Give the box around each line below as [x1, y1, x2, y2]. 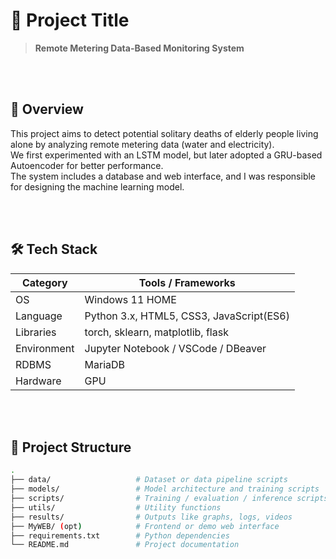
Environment [15, 341, 75, 355]
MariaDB [84, 357, 126, 371]
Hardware [15, 374, 62, 388]
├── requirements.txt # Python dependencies [10, 530, 230, 541]
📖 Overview [10, 101, 84, 118]
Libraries [15, 325, 57, 339]
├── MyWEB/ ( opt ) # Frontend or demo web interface [10, 521, 280, 531]
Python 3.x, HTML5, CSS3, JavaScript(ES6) [84, 309, 290, 323]
